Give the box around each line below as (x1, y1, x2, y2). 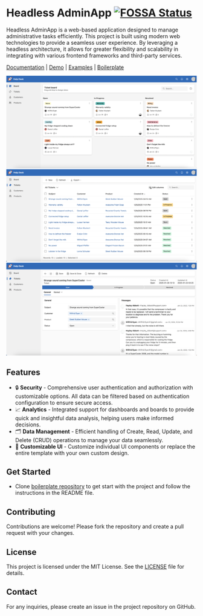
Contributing (6, 506, 56, 517)
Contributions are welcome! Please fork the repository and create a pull (6, 523, 184, 530)
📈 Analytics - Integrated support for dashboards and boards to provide (14, 406, 195, 413)
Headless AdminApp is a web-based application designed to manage (6, 26, 179, 33)
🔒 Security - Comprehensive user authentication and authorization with (14, 383, 193, 391)
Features (6, 367, 40, 378)
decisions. (14, 421, 41, 428)
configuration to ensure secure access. (14, 399, 113, 406)
